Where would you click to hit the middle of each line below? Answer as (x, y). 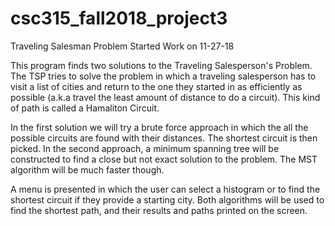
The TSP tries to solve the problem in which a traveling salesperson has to (163, 76)
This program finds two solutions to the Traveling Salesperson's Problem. (161, 65)
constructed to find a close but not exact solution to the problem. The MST (164, 159)
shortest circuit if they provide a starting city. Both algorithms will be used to (167, 199)
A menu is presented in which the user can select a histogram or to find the (165, 189)
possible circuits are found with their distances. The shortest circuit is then (164, 138)
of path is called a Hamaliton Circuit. (85, 108)
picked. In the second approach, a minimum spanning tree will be (145, 148)
